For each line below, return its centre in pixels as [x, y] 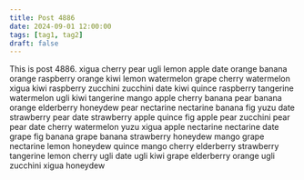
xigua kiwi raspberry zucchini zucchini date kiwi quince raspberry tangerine [152, 88]
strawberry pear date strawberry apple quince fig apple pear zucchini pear [150, 117]
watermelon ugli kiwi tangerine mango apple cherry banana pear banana [146, 98]
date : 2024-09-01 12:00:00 [61, 26]
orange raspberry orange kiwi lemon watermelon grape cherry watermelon [150, 79]
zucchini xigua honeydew [57, 165]
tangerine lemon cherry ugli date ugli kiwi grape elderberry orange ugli [142, 156]
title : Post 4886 [42, 18]
